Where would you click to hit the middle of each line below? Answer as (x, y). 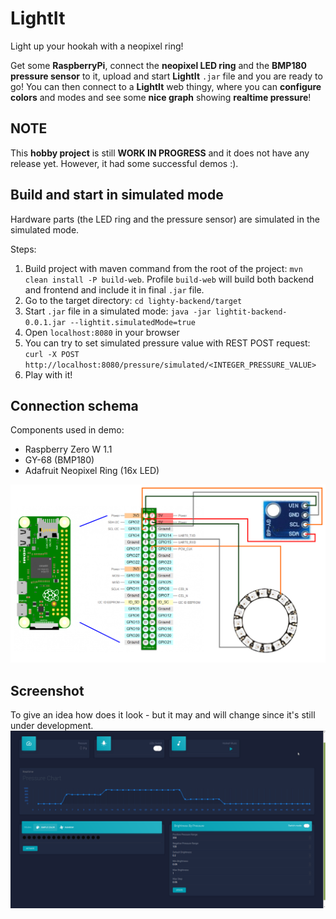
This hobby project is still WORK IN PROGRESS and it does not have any (160, 153)
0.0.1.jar (45, 322)
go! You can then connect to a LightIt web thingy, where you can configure (166, 86)
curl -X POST (52, 354)
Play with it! (48, 374)
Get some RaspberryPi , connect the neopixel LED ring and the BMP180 (158, 65)
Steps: (23, 249)
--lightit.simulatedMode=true (132, 322)
